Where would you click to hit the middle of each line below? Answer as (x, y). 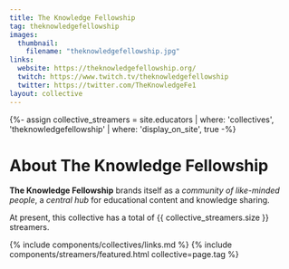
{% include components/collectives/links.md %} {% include (121, 245)
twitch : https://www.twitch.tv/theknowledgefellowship (123, 77)
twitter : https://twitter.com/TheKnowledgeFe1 (107, 85)
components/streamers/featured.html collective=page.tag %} (124, 255)
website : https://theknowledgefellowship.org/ (107, 69)
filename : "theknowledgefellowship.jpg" (103, 52)
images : (24, 34)
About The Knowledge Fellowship (139, 165)
